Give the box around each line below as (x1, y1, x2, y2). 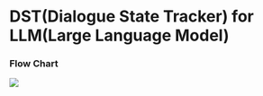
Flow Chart (9, 57, 59, 70)
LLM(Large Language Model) (9, 25, 230, 46)
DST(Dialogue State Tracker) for (9, 6, 254, 27)
